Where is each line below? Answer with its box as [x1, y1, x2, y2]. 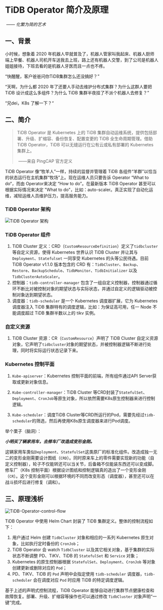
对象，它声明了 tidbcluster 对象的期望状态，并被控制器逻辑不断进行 [12, 341, 147, 348]
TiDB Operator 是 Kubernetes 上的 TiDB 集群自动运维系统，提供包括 [17, 129, 153, 135]
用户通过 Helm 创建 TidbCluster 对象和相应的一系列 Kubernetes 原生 [12, 534, 150, 540]
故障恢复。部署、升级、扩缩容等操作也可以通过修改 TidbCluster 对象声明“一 [5, 593, 157, 599]
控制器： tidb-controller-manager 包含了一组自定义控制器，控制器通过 [12, 280, 153, 286]
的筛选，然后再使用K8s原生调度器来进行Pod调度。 [32, 418, 133, 423]
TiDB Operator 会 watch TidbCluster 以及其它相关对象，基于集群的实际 [12, 546, 155, 552]
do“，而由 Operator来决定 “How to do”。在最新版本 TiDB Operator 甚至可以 [5, 180, 156, 186]
